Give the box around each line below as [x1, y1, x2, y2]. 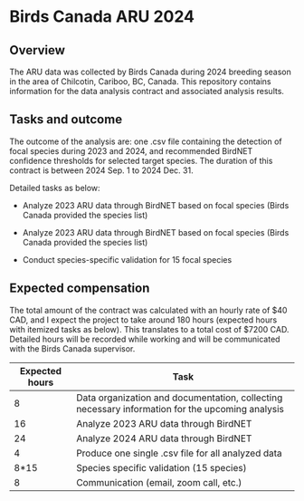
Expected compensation [9, 281, 150, 296]
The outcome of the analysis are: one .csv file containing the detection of [9, 136, 282, 147]
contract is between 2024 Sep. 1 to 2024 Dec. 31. [9, 165, 194, 176]
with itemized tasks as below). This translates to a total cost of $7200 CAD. [9, 323, 290, 334]
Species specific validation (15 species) [76, 461, 247, 474]
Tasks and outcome [9, 111, 123, 128]
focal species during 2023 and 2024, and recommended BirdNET [9, 145, 253, 156]
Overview [9, 43, 66, 58]
